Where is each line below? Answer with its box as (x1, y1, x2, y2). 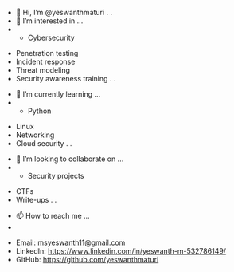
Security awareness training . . (15, 74, 116, 83)
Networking (15, 130, 55, 140)
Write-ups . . (15, 195, 57, 204)
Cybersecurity (27, 33, 76, 42)
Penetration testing (15, 49, 79, 57)
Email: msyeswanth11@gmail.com (15, 238, 126, 247)
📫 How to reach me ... (15, 211, 90, 220)
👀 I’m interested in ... (15, 16, 84, 26)
